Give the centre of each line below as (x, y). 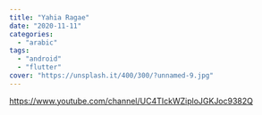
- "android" (40, 59)
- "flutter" (40, 68)
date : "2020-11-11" (46, 26)
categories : (31, 34)
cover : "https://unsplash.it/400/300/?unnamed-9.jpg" (112, 76)
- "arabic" (38, 42)
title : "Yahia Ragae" (50, 17)
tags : (19, 51)
